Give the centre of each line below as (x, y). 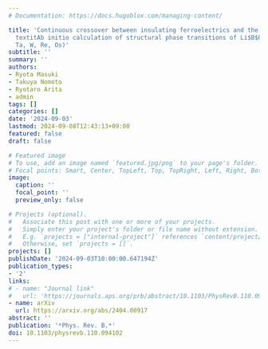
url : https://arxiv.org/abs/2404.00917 (82, 311)
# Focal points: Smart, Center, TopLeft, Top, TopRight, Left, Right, (128, 171)
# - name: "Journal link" (51, 288)
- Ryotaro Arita (35, 89)
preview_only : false (49, 200)
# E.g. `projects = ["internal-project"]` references (103, 237)
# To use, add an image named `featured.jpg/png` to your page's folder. (134, 163)
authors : (23, 67)
